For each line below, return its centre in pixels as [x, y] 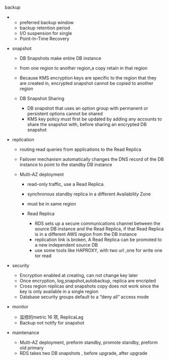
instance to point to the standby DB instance [66, 165]
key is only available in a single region [59, 291]
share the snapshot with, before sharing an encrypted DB [87, 124]
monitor [20, 307]
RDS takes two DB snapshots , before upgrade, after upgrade [83, 353]
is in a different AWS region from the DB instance [86, 234]
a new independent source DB [66, 245]
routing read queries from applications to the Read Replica [80, 149]
